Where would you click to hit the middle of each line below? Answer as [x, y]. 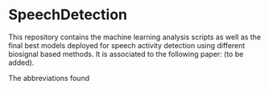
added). [21, 63]
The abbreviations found [49, 78]
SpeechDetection [68, 15]
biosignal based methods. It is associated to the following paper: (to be [126, 54]
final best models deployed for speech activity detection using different [127, 45]
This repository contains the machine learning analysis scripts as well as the [135, 37]
